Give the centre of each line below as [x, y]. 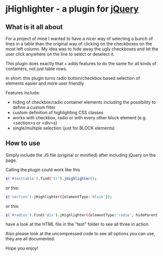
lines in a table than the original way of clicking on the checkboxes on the [79, 44]
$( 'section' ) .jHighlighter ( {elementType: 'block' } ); [59, 197]
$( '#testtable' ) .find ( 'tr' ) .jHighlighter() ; [51, 179]
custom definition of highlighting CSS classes [58, 112]
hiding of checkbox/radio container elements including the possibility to [84, 102]
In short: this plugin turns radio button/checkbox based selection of [73, 78]
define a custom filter [34, 107]
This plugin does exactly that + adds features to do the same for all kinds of [81, 64]
